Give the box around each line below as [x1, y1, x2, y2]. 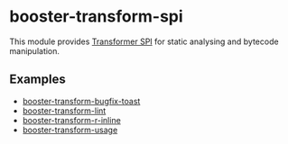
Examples [9, 72, 66, 87]
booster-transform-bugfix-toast [22, 95, 141, 106]
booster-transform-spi [9, 6, 183, 27]
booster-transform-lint [22, 105, 107, 116]
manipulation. [9, 45, 60, 56]
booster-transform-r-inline [22, 114, 122, 125]
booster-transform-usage [22, 124, 118, 135]
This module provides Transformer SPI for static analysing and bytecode [9, 36, 279, 47]
